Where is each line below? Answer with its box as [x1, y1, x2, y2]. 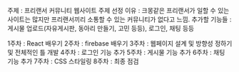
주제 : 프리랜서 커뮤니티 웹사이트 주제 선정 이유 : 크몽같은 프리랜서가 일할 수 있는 [7, 6, 230, 14]
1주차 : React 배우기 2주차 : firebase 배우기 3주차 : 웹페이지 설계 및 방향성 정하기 [7, 39, 233, 48]
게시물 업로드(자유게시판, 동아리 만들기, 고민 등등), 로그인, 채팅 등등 [7, 24, 195, 32]
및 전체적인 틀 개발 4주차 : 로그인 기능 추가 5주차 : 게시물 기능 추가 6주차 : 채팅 [7, 48, 225, 56]
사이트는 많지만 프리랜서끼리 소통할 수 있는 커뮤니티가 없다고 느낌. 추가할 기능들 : [7, 15, 232, 24]
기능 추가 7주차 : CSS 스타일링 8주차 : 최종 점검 [7, 57, 139, 66]
